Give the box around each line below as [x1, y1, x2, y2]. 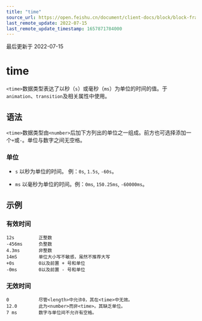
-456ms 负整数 [6, 241, 52, 247]
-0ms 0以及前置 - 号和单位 [6, 266, 85, 273]
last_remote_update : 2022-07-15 [6, 20, 87, 26]
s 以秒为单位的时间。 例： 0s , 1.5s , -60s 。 [14, 168, 117, 175]
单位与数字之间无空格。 [27, 137, 86, 143]
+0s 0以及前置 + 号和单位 [6, 260, 85, 266]
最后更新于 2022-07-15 [6, 43, 64, 50]
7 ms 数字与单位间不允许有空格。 [6, 310, 97, 316]
